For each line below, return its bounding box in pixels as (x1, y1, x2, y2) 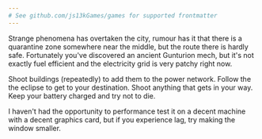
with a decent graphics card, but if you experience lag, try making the (8, 114, 236, 124)
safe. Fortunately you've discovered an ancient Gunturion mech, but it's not (8, 50, 255, 60)
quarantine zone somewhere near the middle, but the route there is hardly (8, 41, 249, 52)
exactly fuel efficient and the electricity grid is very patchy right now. (8, 59, 233, 68)
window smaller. (8, 123, 62, 133)
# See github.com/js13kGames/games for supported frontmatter (8, 11, 218, 20)
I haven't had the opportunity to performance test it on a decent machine (8, 106, 246, 116)
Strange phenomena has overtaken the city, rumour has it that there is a (8, 33, 243, 43)
